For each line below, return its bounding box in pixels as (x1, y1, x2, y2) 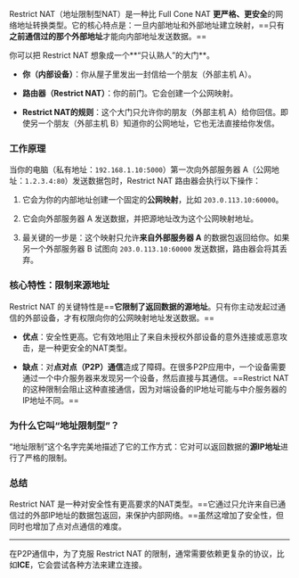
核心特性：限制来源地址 (9, 279, 109, 292)
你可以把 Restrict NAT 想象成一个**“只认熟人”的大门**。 (9, 50, 215, 61)
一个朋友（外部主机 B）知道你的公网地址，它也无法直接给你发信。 (37, 118, 279, 128)
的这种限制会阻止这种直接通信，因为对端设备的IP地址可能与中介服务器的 (21, 384, 287, 394)
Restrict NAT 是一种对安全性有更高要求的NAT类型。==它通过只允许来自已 (9, 499, 279, 509)
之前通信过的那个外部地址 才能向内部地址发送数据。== (9, 31, 207, 41)
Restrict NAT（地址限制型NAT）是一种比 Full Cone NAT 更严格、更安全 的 (9, 9, 276, 19)
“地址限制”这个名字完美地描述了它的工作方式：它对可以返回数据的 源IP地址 (9, 441, 281, 451)
